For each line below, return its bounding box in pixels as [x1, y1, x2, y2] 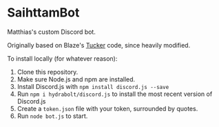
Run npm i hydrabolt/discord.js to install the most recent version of [17, 90, 213, 98]
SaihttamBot [7, 5, 80, 21]
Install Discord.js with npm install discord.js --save [17, 82, 169, 90]
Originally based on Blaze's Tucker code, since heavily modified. [7, 41, 191, 49]
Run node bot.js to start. [17, 112, 88, 120]
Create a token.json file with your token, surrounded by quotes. [17, 104, 198, 113]
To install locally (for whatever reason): [7, 54, 118, 63]
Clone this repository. [17, 68, 79, 76]
